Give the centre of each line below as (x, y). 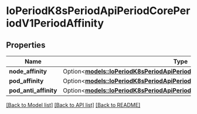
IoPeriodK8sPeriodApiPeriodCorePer (98, 11)
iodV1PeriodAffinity (55, 23)
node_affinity (28, 71)
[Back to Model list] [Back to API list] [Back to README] (73, 105)
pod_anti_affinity (33, 90)
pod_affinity (26, 81)
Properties (26, 45)
